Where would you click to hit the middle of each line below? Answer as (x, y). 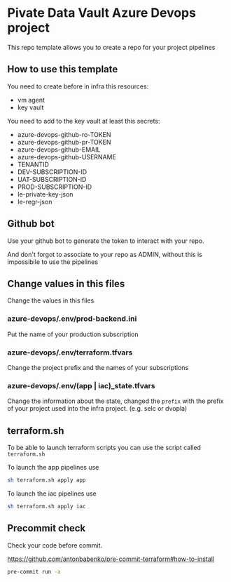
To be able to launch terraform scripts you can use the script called (104, 448)
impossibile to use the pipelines (53, 262)
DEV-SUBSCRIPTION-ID (52, 172)
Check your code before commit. (55, 545)
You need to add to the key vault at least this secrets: (84, 121)
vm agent (31, 100)
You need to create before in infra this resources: (78, 86)
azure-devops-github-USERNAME (67, 157)
